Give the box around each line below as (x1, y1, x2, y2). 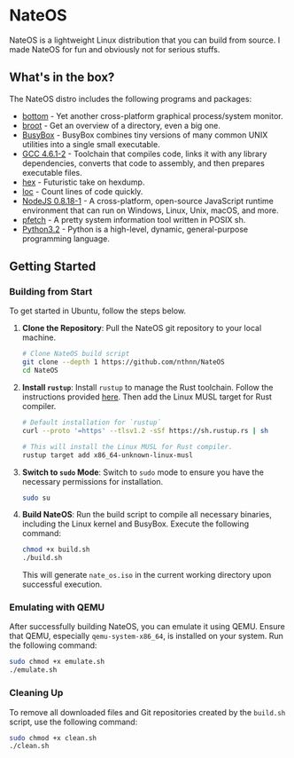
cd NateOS (21, 366, 59, 375)
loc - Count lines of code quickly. (21, 186, 143, 196)
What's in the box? (9, 70, 115, 85)
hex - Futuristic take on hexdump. (21, 177, 145, 187)
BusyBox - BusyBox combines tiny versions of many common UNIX (21, 130, 268, 140)
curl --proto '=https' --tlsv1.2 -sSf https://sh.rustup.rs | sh (21, 426, 268, 435)
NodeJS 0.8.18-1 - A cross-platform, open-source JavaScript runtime (21, 195, 275, 206)
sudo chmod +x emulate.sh (9, 658, 104, 667)
